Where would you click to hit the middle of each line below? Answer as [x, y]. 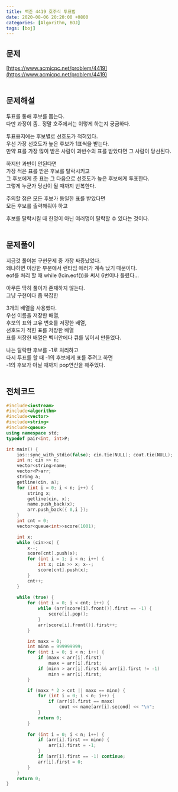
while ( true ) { [35, 598]
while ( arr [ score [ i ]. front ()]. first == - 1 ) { [95, 609]
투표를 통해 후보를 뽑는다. [35, 116]
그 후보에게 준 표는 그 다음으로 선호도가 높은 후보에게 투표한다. [78, 178]
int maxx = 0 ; [45, 641]
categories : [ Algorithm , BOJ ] [43, 22]
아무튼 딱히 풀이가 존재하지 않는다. [46, 288]
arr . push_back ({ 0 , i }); [58, 510]
